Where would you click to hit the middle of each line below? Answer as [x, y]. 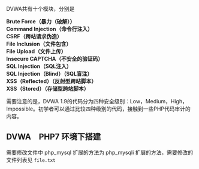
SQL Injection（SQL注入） [39, 66]
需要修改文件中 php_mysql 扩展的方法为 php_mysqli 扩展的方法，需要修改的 [100, 152]
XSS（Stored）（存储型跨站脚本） [48, 89]
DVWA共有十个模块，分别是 [40, 9]
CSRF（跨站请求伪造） [34, 36]
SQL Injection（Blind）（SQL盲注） [49, 74]
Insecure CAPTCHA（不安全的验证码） [55, 59]
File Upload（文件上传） [37, 51]
